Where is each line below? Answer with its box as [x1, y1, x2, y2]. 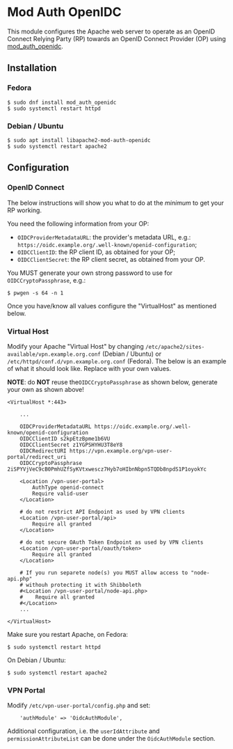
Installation [7, 62, 57, 74]
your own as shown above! [7, 385, 85, 393]
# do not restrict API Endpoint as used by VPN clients [19, 508, 186, 515]
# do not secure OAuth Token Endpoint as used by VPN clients [19, 539, 204, 546]
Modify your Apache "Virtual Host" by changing [7, 342, 144, 350]
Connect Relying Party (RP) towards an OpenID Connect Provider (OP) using [7, 34, 226, 42]
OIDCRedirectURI [19, 447, 67, 455]
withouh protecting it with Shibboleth [25, 581, 141, 588]
